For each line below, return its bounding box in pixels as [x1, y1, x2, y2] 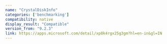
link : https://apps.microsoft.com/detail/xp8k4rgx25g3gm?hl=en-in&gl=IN [5, 31, 162, 36]
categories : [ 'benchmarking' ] [5, 12, 70, 17]
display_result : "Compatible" [5, 21, 70, 27]
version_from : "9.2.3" [5, 26, 53, 31]
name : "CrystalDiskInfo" [5, 7, 58, 13]
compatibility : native [5, 17, 53, 22]
